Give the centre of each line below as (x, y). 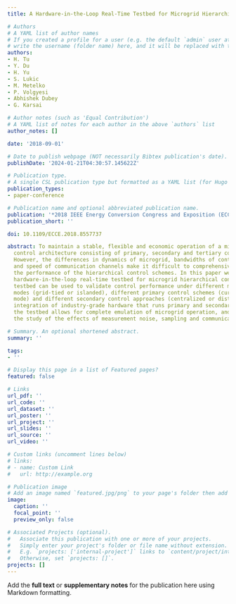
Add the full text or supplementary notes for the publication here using (111, 585)
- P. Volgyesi (28, 92)
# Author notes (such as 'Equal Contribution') (78, 118)
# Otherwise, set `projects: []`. (61, 559)
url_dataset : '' (31, 409)
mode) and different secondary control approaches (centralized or (114, 299)
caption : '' (31, 507)
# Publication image (38, 487)
